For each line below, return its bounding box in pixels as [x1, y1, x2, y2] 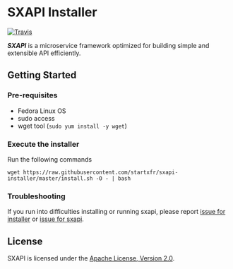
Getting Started [7, 69, 77, 81]
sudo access [17, 114, 55, 122]
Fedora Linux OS [17, 107, 66, 115]
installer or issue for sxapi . [7, 215, 85, 223]
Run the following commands [7, 155, 92, 163]
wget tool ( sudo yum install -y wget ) [17, 121, 127, 130]
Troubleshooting [7, 191, 66, 201]
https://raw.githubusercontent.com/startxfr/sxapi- [23, 169, 179, 176]
